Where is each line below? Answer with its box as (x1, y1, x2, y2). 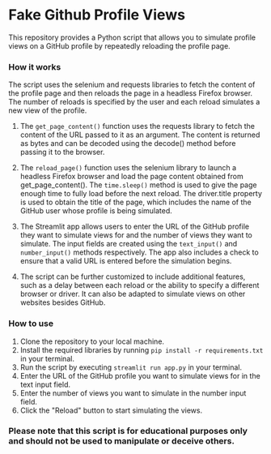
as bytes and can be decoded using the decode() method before (19, 139, 236, 148)
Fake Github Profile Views (8, 6, 186, 24)
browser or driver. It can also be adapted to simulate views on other (19, 289, 246, 299)
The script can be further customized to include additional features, (19, 272, 246, 281)
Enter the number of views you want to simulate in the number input (19, 388, 247, 398)
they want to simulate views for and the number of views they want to (19, 230, 252, 240)
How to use (8, 318, 54, 329)
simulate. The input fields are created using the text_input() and (19, 239, 238, 249)
